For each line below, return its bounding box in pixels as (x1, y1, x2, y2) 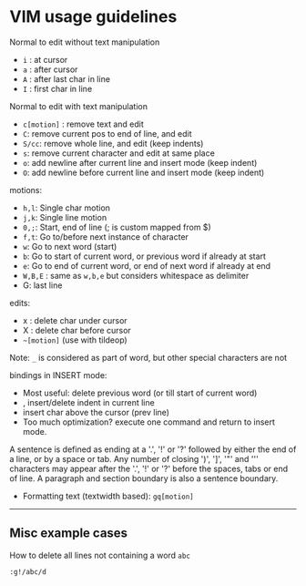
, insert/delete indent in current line (22, 396, 155, 407)
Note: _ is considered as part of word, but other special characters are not (9, 352, 288, 363)
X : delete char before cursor (22, 324, 132, 335)
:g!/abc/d (9, 567, 47, 576)
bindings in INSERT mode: (9, 369, 107, 380)
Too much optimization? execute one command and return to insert (22, 416, 276, 427)
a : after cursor (22, 64, 78, 75)
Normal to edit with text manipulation (9, 100, 148, 111)
